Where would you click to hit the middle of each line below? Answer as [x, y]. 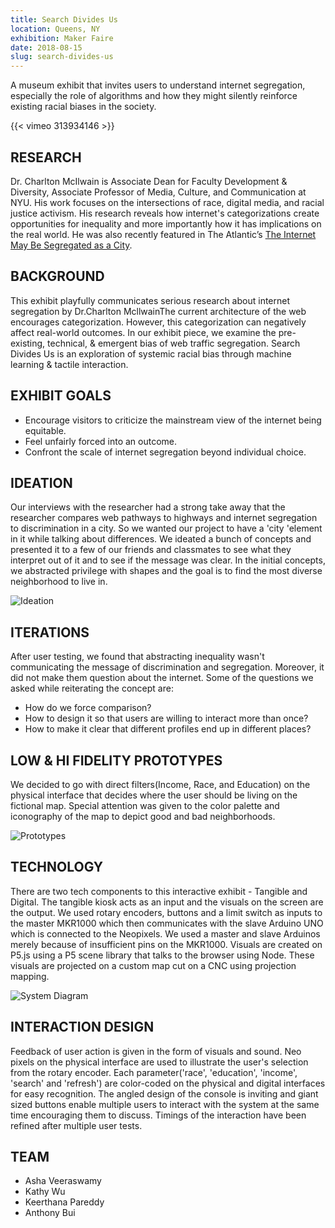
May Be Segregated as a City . [71, 245]
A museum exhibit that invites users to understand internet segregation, [158, 85]
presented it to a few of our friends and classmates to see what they [151, 550]
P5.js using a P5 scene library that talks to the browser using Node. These [162, 955]
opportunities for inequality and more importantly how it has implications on [166, 223]
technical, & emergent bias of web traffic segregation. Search [174, 343]
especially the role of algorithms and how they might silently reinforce [154, 96]
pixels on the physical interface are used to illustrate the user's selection [159, 1062]
